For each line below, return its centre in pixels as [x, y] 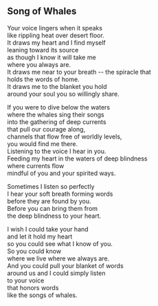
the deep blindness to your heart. [54, 216]
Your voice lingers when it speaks [55, 28]
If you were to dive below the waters [59, 107]
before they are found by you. [49, 201]
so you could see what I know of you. [60, 243]
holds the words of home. [44, 79]
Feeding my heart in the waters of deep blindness [77, 159]
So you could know [34, 251]
